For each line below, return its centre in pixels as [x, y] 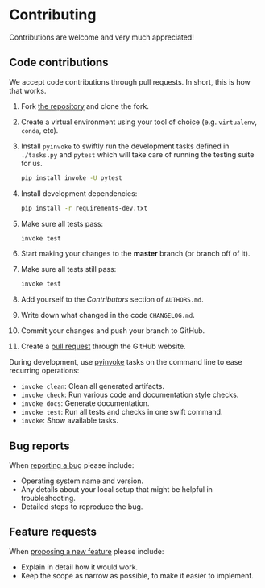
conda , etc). [39, 130]
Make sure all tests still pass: [68, 269]
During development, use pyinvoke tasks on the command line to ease [126, 362]
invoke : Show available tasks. [70, 420]
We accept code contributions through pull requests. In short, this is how [130, 81]
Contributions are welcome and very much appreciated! [101, 37]
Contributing [53, 15]
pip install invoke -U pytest [72, 178]
